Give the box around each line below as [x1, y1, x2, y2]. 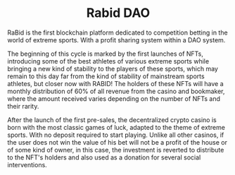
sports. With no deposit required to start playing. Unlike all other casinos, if [7, 131, 224, 139]
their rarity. [7, 102, 39, 110]
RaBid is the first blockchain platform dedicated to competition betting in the [7, 28, 228, 37]
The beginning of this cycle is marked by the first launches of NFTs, [7, 49, 204, 58]
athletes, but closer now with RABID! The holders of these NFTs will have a [7, 79, 224, 87]
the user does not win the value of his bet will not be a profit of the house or [7, 138, 227, 146]
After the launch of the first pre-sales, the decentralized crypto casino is [7, 115, 217, 124]
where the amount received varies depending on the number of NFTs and [7, 94, 220, 103]
